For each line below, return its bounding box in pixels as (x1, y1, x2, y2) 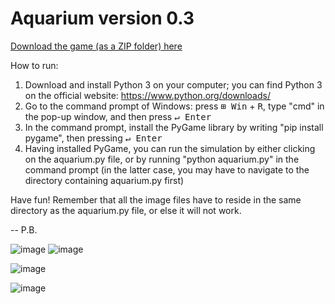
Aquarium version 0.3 (10, 7, 195, 30)
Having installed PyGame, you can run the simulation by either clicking (24, 142, 316, 154)
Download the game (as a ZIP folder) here (10, 40, 183, 52)
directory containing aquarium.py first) (24, 174, 185, 186)
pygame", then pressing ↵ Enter (24, 132, 163, 144)
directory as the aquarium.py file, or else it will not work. (10, 204, 242, 216)
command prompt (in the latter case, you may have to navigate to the (24, 163, 310, 176)
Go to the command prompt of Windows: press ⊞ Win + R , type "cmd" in (24, 100, 325, 112)
